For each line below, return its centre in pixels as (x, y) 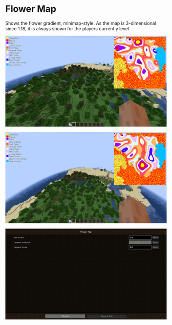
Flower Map (31, 9)
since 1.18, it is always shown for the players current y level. (68, 28)
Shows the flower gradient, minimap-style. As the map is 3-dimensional (81, 23)
